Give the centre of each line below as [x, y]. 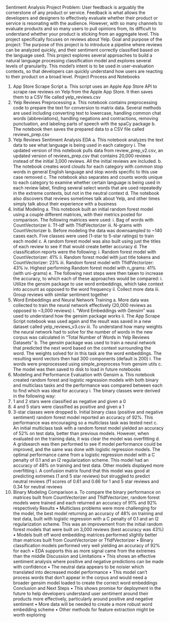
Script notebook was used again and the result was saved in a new [82, 321]
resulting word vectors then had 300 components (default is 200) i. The [87, 358]
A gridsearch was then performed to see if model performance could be [88, 444]
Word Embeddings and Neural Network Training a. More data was [81, 300]
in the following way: [34, 396]
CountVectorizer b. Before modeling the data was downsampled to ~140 [88, 230]
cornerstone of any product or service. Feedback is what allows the [76, 13]
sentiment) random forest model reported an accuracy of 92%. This [83, 417]
